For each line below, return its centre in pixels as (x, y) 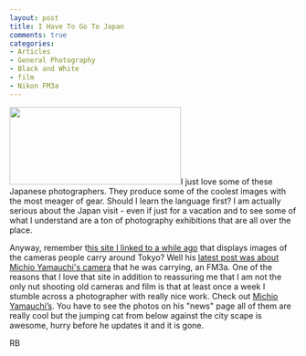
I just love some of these (227, 181)
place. (21, 230)
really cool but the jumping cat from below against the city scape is (136, 315)
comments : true (38, 35)
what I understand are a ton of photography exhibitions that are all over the (150, 220)
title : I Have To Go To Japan (67, 26)
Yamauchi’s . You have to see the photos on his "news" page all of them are (151, 306)
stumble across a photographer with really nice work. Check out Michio (144, 296)
